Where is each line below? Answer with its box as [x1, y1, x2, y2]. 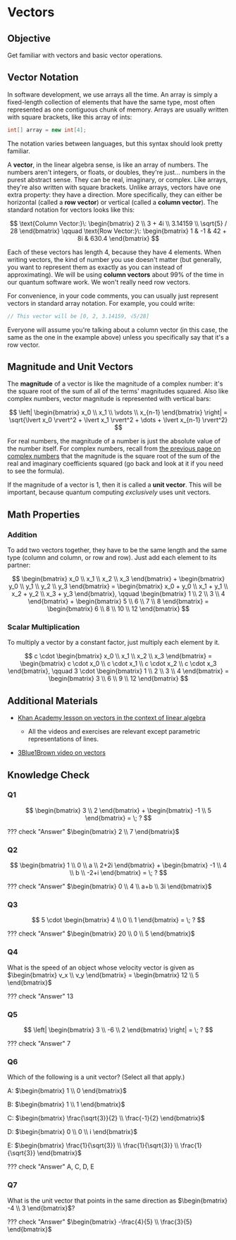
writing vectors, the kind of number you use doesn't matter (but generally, [7, 255, 222, 263]
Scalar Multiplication [7, 622, 80, 632]
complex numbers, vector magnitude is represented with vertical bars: [7, 395, 211, 403]
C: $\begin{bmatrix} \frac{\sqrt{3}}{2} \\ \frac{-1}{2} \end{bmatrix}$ [7, 1114, 206, 1123]
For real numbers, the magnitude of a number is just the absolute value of [7, 437, 221, 446]
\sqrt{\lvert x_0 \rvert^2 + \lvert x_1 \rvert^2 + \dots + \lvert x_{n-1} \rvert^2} [8, 416, 228, 424]
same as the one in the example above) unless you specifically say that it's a [7, 333, 230, 341]
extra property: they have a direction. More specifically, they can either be [7, 190, 223, 198]
